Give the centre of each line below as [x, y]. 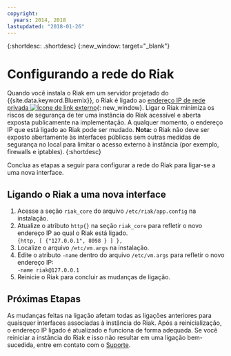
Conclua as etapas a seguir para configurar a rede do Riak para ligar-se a [111, 165]
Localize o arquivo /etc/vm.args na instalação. [83, 248]
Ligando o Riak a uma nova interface [87, 194]
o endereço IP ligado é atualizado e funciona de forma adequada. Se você [112, 330]
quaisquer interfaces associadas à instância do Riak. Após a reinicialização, [114, 323]
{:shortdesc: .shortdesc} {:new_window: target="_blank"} [89, 46]
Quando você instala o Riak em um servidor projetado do [88, 93]
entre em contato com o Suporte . [84, 345]
